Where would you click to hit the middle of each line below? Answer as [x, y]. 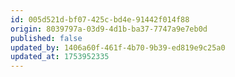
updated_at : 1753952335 [60, 57]
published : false [46, 38]
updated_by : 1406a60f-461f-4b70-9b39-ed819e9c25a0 [118, 47]
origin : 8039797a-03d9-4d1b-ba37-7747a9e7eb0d [109, 29]
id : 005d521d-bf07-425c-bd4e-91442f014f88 [100, 19]
